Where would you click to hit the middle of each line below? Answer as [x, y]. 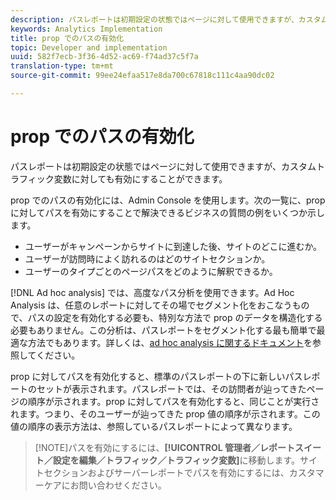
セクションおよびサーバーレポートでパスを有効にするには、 [166, 472]
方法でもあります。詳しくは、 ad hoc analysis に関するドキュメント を [170, 342]
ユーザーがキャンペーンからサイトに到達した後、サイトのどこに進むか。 [173, 246]
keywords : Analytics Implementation [86, 29]
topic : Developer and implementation [89, 47]
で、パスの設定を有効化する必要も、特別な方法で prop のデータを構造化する [166, 317]
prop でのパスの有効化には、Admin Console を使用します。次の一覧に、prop [168, 200]
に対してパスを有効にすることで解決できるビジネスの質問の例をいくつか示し [168, 212]
